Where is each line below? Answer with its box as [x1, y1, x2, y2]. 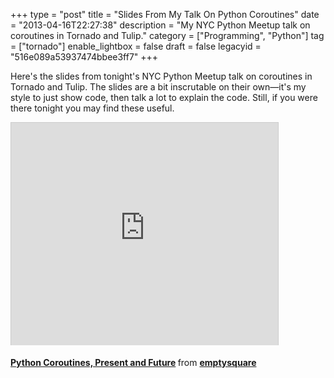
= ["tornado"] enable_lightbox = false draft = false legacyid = [10, 40, 262, 52]
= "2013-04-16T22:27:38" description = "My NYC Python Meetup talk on [10, 19, 311, 31]
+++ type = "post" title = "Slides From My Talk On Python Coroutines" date [10, 9, 320, 20]
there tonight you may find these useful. [10, 102, 175, 114]
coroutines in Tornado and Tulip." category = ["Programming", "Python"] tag [10, 30, 325, 41]
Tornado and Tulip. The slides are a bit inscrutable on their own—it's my [10, 81, 307, 93]
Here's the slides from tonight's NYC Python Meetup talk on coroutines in [10, 70, 313, 82]
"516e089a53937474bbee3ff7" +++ [10, 51, 159, 63]
